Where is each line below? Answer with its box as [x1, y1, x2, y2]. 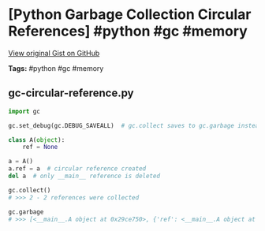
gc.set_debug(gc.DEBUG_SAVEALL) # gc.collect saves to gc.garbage [8, 121, 235, 129]
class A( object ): [8, 136, 65, 143]
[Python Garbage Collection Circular [8, 6, 252, 24]
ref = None [22, 143, 58, 151]
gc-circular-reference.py [8, 87, 134, 100]
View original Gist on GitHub [8, 48, 100, 58]
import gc [8, 107, 41, 115]
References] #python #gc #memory [8, 22, 248, 40]
